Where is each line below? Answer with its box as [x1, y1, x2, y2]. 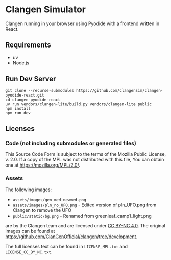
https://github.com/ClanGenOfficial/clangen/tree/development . [5, 233, 138, 240]
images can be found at [5, 228, 55, 234]
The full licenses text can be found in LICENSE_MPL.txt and [5, 243, 128, 249]
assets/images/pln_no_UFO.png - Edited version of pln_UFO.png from [12, 202, 157, 208]
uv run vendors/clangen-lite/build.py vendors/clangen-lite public [5, 101, 152, 107]
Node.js [12, 60, 30, 66]
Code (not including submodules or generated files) [5, 139, 136, 147]
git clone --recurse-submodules [5, 88, 74, 93]
